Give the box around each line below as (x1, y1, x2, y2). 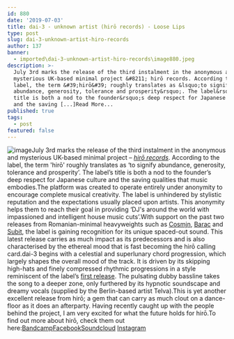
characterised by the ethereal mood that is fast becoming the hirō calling (7, 242, 216, 251)
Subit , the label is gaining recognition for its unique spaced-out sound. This (7, 227, 224, 236)
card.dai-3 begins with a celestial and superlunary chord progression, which (7, 250, 226, 258)
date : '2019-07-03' (7, 17, 64, 24)
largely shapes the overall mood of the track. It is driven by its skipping (7, 257, 210, 266)
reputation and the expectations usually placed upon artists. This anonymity (7, 198, 225, 206)
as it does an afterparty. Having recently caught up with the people (22, 301, 214, 310)
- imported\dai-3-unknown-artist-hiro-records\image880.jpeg (13, 56, 195, 63)
